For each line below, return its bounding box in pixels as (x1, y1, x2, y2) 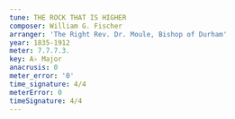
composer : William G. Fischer (9, 21, 123, 30)
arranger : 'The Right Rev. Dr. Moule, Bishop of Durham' (9, 30, 228, 38)
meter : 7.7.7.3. (9, 47, 70, 55)
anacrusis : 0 (9, 64, 59, 72)
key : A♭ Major (9, 55, 63, 64)
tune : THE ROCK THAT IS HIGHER (9, 13, 127, 22)
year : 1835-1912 (9, 38, 70, 47)
